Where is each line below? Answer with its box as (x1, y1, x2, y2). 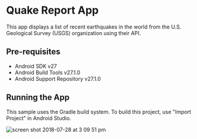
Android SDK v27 (14, 62, 58, 69)
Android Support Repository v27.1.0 (14, 75, 101, 82)
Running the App (6, 93, 70, 103)
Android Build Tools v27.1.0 (14, 69, 81, 76)
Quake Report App (6, 4, 99, 17)
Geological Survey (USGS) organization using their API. (6, 29, 141, 36)
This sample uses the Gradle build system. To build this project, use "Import (6, 108, 192, 115)
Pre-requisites (6, 47, 61, 57)
